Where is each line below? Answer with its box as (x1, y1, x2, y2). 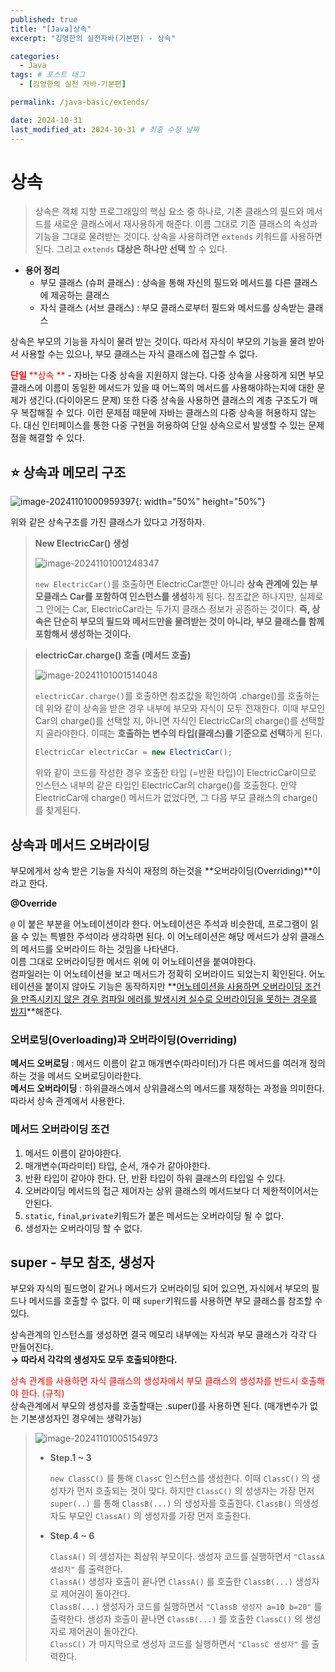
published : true (10, 14, 78, 25)
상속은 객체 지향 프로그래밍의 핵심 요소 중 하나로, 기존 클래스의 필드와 (34, 206, 305, 218)
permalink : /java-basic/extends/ (10, 97, 150, 107)
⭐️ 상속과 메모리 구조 (10, 464, 127, 481)
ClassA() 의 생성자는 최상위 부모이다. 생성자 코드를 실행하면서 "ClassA (49, 1551, 325, 1563)
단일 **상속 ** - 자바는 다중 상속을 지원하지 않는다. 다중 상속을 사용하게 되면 (10, 369, 307, 381)
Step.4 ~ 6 (49, 1530, 95, 1542)
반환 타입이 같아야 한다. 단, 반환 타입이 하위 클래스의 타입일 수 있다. (24, 1172, 286, 1184)
